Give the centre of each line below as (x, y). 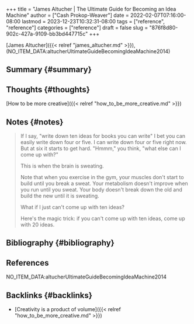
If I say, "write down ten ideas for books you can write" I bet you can (103, 136)
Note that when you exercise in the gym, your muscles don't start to (102, 177)
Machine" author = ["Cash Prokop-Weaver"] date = (68, 15)
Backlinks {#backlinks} (49, 295)
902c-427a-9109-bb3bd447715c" (47, 34)
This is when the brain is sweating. (62, 166)
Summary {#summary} (49, 70)
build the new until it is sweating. (60, 196)
